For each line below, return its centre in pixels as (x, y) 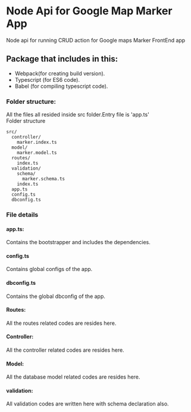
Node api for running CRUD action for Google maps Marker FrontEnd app (96, 40)
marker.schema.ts (43, 179)
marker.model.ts (37, 153)
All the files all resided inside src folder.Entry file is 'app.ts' (78, 115)
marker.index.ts (37, 142)
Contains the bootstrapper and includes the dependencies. (78, 242)
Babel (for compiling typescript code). (61, 86)
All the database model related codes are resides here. (73, 377)
